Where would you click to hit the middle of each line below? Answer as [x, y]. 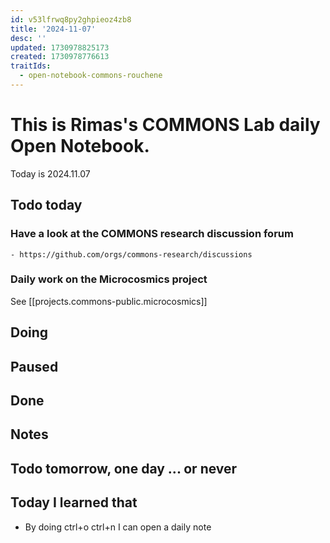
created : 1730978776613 [60, 57]
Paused [34, 366]
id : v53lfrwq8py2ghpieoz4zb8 [71, 19]
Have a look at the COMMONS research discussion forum [152, 234]
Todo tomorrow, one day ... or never [124, 468]
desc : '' [28, 38]
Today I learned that [74, 502]
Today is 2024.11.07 [50, 173]
